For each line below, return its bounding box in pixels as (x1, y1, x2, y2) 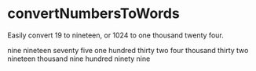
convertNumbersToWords (7, 5, 180, 23)
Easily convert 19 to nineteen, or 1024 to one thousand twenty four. (7, 30, 225, 40)
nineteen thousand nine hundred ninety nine (7, 54, 151, 63)
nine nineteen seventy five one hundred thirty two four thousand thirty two (7, 45, 249, 55)
